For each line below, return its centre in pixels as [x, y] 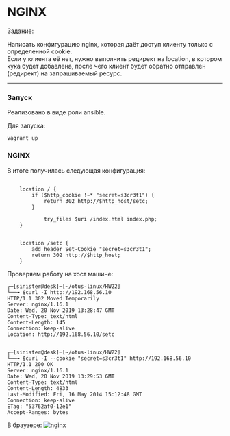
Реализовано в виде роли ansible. [56, 112]
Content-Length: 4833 [38, 388]
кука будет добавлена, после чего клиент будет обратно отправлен [106, 66]
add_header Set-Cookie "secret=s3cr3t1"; [92, 249]
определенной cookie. [40, 51]
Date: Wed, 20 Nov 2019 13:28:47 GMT [61, 310]
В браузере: [25, 425]
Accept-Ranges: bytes [38, 412]
